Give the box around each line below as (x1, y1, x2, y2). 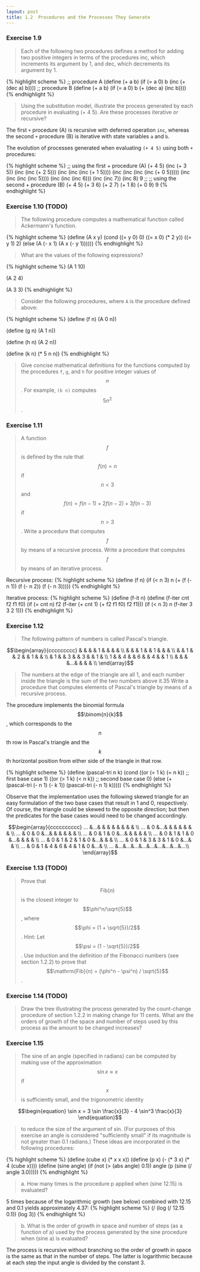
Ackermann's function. (20, 222, 77, 229)
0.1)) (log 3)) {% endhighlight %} (6, 1211, 86, 1218)
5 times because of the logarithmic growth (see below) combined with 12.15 (6, 1198, 192, 1205)
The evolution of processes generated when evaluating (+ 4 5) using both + (6, 144, 193, 151)
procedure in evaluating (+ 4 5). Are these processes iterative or (20, 108, 179, 116)
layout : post (6, 8, 39, 15)
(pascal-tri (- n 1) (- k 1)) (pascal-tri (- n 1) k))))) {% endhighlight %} (6, 781, 171, 789)
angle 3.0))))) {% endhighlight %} (6, 1168, 88, 1176)
